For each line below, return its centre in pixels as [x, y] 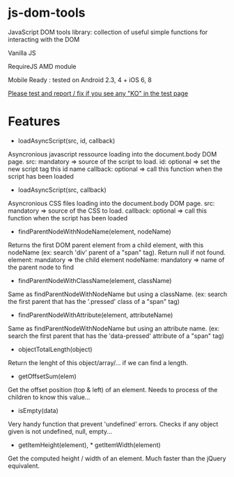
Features [34, 121]
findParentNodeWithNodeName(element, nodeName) [94, 232]
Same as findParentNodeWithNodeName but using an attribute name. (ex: [114, 328]
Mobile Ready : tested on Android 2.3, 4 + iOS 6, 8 [80, 80]
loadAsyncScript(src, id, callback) [67, 140]
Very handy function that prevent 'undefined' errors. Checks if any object [113, 424]
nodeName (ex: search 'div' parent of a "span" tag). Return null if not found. [117, 252]
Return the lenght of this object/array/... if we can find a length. [98, 362]
